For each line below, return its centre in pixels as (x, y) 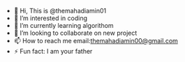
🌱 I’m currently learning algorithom (64, 25)
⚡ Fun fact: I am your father (53, 51)
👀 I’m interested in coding (51, 18)
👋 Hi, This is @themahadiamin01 (60, 11)
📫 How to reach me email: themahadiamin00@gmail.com (96, 41)
